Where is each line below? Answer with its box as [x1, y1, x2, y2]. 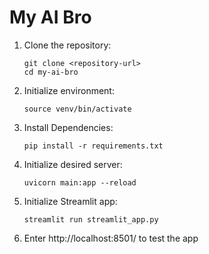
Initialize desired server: [23, 158, 123, 170]
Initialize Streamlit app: [23, 195, 118, 207]
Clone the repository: [23, 39, 112, 51]
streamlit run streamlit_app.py [23, 214, 159, 225]
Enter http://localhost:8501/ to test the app [23, 232, 199, 244]
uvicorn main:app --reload [23, 177, 137, 188]
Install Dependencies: [23, 121, 114, 133]
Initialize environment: [23, 84, 115, 96]
